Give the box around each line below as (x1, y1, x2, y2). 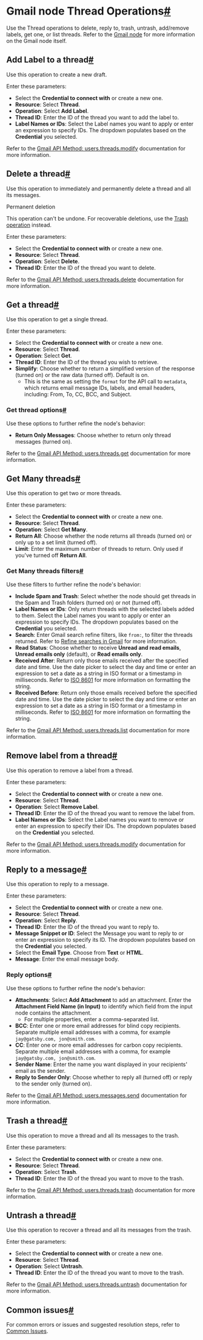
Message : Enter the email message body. (15, 956, 119, 963)
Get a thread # (6, 299, 59, 310)
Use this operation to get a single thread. (6, 316, 108, 323)
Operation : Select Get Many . (15, 526, 88, 533)
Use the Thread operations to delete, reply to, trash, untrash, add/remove (6, 24, 190, 32)
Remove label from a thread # (6, 750, 118, 761)
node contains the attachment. (15, 1009, 92, 1016)
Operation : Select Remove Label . (15, 803, 99, 810)
